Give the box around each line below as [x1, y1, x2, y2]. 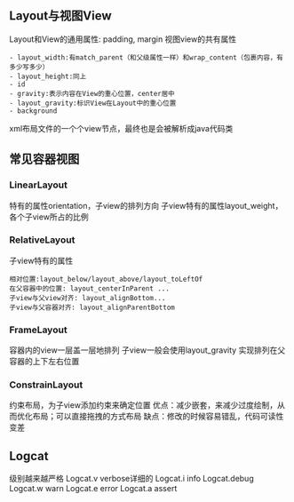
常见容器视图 [9, 152, 80, 167]
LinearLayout [9, 179, 68, 191]
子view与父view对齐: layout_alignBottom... [9, 293, 166, 302]
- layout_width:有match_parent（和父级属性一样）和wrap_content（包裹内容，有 [9, 52, 284, 62]
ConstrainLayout [9, 378, 83, 391]
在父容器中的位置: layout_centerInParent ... [9, 283, 171, 293]
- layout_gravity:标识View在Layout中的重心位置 [9, 99, 177, 108]
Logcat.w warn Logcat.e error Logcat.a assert [9, 483, 178, 494]
